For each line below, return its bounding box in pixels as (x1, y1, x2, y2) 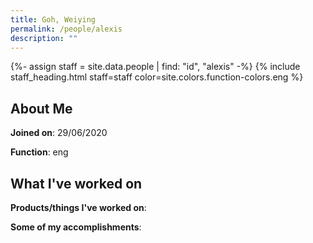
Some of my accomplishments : (10, 221, 142, 233)
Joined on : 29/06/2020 (10, 127, 108, 139)
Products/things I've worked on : (10, 202, 147, 213)
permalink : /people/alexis (10, 24, 123, 34)
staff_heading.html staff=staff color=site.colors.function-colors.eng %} (10, 71, 304, 83)
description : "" (10, 33, 78, 43)
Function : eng (10, 146, 69, 158)
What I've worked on (10, 175, 143, 192)
